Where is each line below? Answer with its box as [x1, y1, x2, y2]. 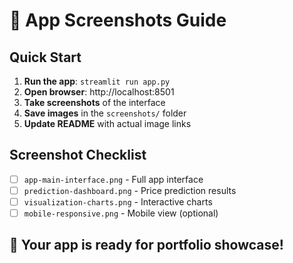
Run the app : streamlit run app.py [23, 75, 171, 87]
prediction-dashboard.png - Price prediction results [23, 184, 237, 196]
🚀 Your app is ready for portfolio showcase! [9, 237, 284, 254]
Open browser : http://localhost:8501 [23, 86, 175, 98]
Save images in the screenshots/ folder [23, 107, 187, 119]
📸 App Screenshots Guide [9, 9, 227, 32]
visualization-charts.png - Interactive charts [23, 195, 213, 208]
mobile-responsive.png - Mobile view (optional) [23, 207, 219, 219]
